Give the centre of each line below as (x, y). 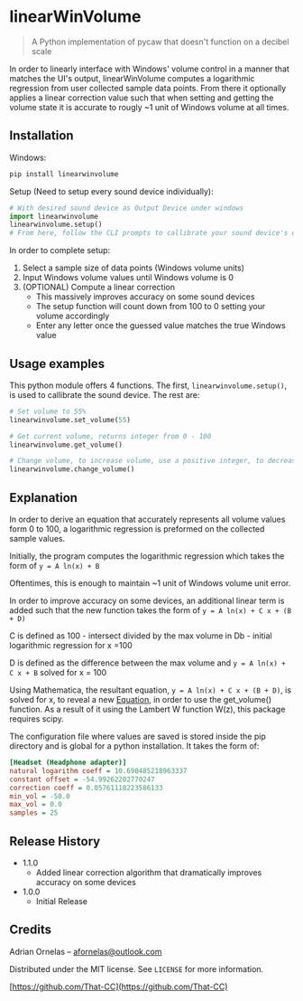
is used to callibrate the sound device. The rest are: (105, 394)
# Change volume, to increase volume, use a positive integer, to (137, 461)
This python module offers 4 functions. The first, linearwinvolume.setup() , (148, 385)
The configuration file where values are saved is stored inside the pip (138, 736)
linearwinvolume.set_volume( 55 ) (70, 420)
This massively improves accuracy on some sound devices (145, 297)
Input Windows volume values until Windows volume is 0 (128, 278)
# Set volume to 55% (48, 411)
